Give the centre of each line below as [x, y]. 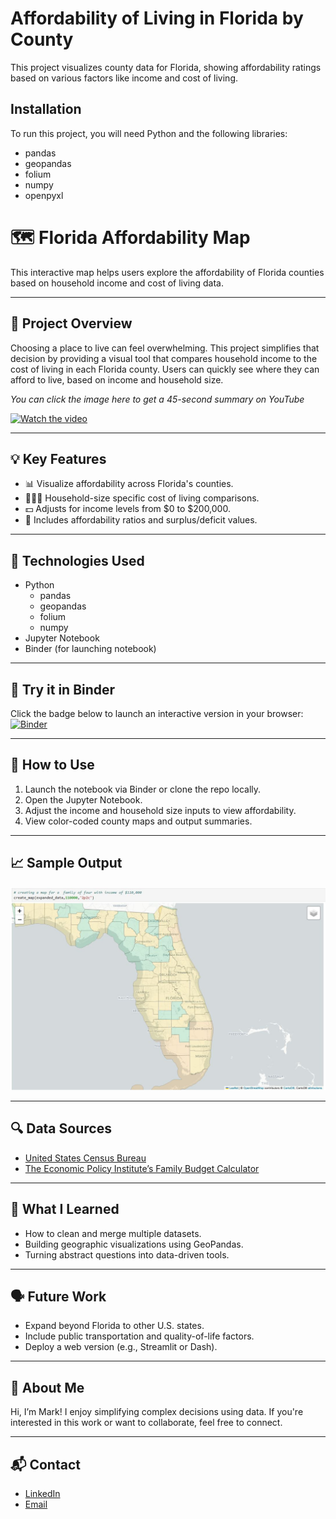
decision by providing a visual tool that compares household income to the [164, 358]
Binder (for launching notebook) [90, 649]
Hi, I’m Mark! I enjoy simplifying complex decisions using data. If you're [157, 1412]
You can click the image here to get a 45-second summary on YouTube [157, 399]
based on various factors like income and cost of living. [124, 78]
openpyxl [44, 195]
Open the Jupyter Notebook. [83, 799]
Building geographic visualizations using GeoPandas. [134, 1244]
